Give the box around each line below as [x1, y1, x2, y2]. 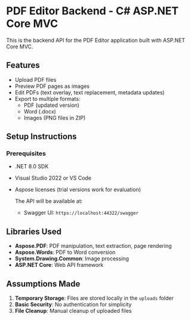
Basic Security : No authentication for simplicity [14, 301, 132, 308]
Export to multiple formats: [14, 95, 81, 102]
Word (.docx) [23, 107, 57, 115]
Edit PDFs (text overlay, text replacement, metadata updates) [14, 88, 165, 96]
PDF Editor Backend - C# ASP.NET [6, 4, 179, 18]
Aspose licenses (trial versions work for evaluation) [14, 186, 141, 193]
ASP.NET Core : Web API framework [14, 261, 104, 269]
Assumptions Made [6, 279, 81, 289]
